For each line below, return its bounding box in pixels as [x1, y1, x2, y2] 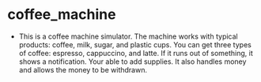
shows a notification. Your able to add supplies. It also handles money [18, 57, 247, 66]
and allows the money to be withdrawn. [18, 65, 148, 74]
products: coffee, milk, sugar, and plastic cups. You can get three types [18, 39, 252, 49]
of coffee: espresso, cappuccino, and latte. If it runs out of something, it [18, 48, 254, 58]
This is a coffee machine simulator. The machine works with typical [18, 32, 238, 41]
